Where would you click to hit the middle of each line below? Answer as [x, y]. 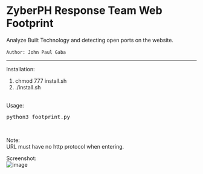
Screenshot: [21, 158]
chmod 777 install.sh [41, 81]
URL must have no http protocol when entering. [65, 146]
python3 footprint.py [38, 117]
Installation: [21, 69]
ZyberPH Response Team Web [84, 11]
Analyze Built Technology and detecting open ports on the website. [90, 40]
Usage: [15, 105]
